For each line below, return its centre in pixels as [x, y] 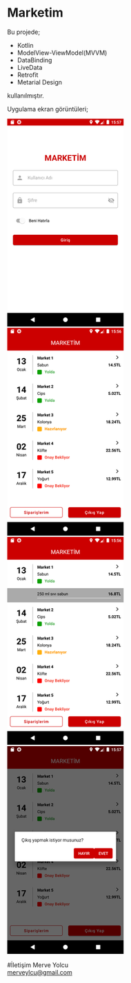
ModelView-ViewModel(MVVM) [62, 53]
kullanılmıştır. [26, 96]
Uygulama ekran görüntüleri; [48, 109]
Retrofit [28, 75]
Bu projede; [23, 32]
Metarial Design [40, 82]
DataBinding [34, 60]
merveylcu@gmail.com [40, 972]
